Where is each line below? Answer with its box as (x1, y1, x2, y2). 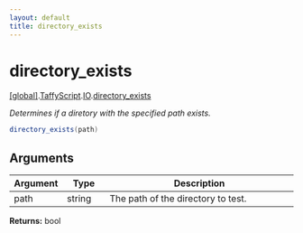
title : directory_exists (9, 22, 103, 31)
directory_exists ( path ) (9, 126, 99, 135)
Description (173, 177, 225, 190)
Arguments (9, 150, 75, 165)
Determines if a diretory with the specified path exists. (9, 107, 211, 118)
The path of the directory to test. (109, 192, 247, 205)
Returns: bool (9, 216, 61, 227)
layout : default (9, 13, 70, 23)
